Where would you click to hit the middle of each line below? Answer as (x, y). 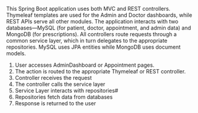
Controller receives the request (53, 78)
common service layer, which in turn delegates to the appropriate (87, 41)
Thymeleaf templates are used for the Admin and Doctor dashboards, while (99, 15)
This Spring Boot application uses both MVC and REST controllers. (88, 9)
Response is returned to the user (55, 103)
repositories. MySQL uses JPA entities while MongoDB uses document (94, 47)
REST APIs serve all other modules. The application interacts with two (92, 21)
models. (16, 53)
